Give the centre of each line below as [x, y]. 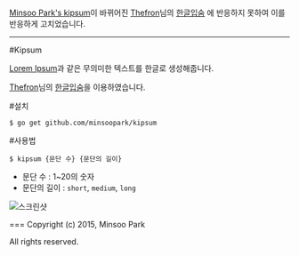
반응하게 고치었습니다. [48, 24]
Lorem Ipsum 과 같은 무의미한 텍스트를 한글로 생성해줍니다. [112, 68]
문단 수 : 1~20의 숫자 [58, 177]
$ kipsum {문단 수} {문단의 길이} [66, 159]
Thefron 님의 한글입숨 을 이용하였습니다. [77, 87]
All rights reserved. [44, 242]
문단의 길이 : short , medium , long [79, 188]
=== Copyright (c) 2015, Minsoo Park [77, 225]
